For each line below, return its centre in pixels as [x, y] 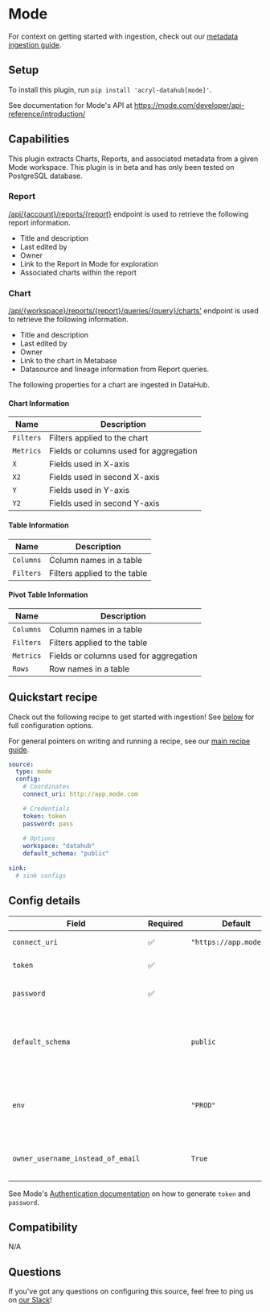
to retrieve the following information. [68, 320]
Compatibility [43, 1228]
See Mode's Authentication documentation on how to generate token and [129, 1194]
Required [165, 923]
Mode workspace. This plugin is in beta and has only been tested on [121, 167]
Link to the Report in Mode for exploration [89, 263]
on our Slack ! [30, 1300]
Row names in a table [90, 668]
